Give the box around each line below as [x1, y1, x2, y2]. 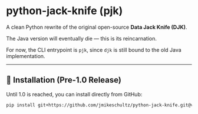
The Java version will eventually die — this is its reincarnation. [6, 35, 157, 42]
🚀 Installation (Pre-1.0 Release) [6, 75, 122, 85]
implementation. [6, 52, 45, 59]
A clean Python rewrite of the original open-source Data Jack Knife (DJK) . [6, 24, 187, 31]
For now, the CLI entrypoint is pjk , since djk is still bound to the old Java [6, 46, 181, 53]
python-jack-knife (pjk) [6, 4, 123, 18]
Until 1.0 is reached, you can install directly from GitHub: [6, 90, 143, 98]
